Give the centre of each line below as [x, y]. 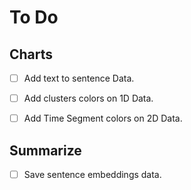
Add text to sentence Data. [79, 78]
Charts [31, 54]
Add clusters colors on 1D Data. [88, 98]
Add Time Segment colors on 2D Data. [103, 118]
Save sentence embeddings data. [92, 174]
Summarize [45, 150]
